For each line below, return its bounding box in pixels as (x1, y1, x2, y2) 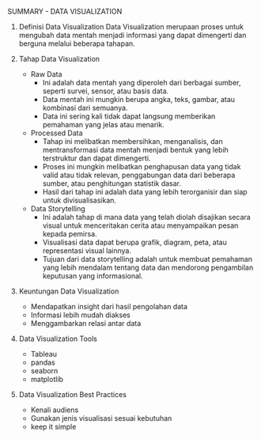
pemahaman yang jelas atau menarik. (42, 120, 165, 129)
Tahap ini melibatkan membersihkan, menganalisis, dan (42, 137, 223, 146)
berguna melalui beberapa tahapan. (18, 39, 135, 48)
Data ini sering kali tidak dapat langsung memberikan (42, 112, 216, 121)
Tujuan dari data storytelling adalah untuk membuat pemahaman (42, 255, 252, 263)
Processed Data (30, 128, 84, 138)
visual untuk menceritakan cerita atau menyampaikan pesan (42, 221, 239, 230)
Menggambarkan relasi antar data (30, 319, 142, 327)
